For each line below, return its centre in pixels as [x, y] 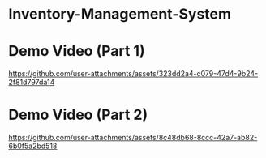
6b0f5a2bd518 [33, 146]
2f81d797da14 [32, 83]
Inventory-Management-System [120, 14]
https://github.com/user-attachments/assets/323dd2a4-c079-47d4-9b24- [133, 74]
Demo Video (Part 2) [78, 115]
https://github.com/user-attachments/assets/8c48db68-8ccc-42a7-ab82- [133, 138]
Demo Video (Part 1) [77, 51]
